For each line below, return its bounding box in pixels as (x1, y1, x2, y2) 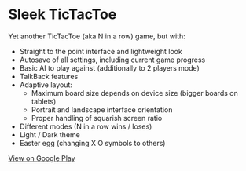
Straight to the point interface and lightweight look (19, 46, 182, 56)
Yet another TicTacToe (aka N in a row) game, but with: (8, 31, 186, 41)
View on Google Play (8, 153, 76, 162)
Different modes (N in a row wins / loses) (19, 122, 152, 131)
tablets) (31, 96, 57, 106)
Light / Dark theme (19, 129, 80, 139)
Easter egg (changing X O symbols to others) (19, 138, 166, 147)
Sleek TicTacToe (8, 5, 117, 24)
